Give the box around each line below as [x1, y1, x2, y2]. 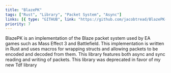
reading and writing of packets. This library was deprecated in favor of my [5, 56, 161, 63]
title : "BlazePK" [5, 7, 42, 13]
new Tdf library [5, 62, 37, 68]
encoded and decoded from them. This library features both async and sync [5, 51, 165, 57]
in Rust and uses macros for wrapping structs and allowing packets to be [5, 46, 158, 52]
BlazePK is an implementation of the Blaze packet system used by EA [5, 35, 151, 41]
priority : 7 [5, 21, 31, 27]
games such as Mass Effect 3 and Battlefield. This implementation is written [5, 41, 164, 47]
